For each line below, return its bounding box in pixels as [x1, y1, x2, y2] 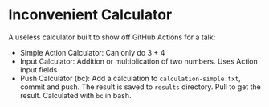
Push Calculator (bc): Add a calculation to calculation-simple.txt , [19, 73, 241, 83]
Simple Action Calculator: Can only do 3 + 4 [19, 47, 165, 57]
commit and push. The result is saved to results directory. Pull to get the [19, 82, 261, 92]
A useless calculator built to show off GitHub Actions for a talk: [8, 32, 216, 42]
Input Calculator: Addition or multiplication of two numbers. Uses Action [19, 56, 259, 66]
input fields [19, 64, 58, 74]
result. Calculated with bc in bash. [19, 90, 132, 100]
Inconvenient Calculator [8, 6, 173, 24]
